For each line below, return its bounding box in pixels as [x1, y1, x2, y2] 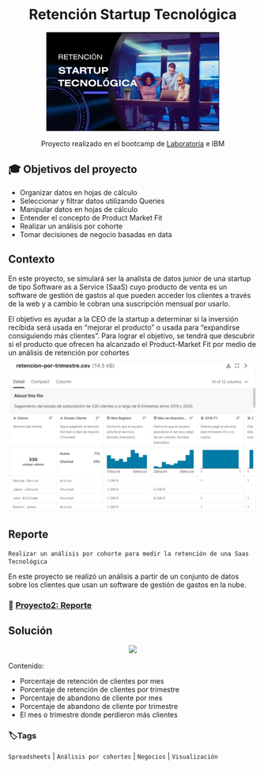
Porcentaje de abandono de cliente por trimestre [19, 702, 179, 711]
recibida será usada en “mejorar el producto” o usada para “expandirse [8, 322, 240, 332]
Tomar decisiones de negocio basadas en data [19, 229, 172, 239]
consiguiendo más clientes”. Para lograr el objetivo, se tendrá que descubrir [8, 330, 255, 341]
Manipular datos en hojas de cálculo [19, 204, 138, 214]
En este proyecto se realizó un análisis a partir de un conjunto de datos [8, 571, 239, 581]
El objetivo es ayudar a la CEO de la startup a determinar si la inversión [8, 314, 239, 323]
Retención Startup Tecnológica [28, 6, 237, 24]
